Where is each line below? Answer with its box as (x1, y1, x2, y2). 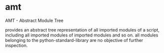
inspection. (5, 42, 28, 48)
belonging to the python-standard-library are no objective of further (5, 37, 143, 43)
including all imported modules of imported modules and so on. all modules (5, 32, 159, 38)
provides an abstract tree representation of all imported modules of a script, (5, 27, 160, 33)
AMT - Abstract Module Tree (5, 18, 64, 23)
